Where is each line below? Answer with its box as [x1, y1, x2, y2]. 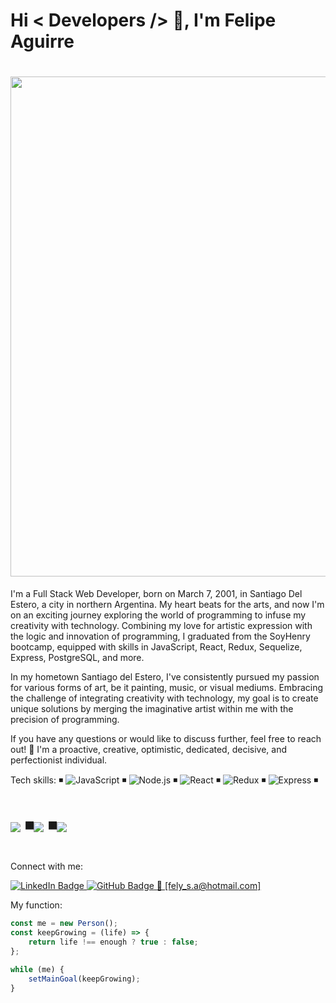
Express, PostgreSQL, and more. [10, 652, 145, 664]
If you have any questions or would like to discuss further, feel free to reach [10, 733, 322, 745]
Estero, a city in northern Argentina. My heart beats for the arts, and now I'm [10, 599, 325, 611]
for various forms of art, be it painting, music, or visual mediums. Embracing [10, 682, 324, 694]
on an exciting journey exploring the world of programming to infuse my [10, 609, 307, 621]
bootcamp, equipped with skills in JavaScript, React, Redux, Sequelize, [10, 641, 303, 653]
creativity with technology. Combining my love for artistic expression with [10, 620, 313, 632]
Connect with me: [10, 860, 83, 873]
